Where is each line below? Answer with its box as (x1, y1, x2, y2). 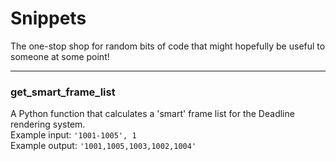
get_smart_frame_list (10, 85, 116, 99)
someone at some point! (10, 50, 110, 62)
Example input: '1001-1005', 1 (10, 129, 137, 141)
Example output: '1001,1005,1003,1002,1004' (10, 140, 197, 152)
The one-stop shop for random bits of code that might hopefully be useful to (10, 40, 326, 52)
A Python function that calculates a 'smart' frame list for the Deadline (10, 108, 295, 120)
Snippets (10, 7, 87, 30)
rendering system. (10, 118, 86, 131)
